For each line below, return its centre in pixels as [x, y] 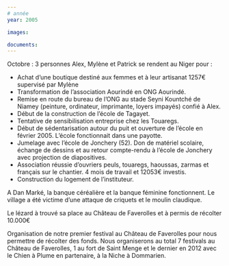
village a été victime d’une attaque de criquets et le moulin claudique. [105, 200]
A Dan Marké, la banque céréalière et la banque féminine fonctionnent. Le [111, 193]
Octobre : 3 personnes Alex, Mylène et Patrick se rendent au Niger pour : [110, 64]
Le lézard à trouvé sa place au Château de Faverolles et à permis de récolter [114, 213]
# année [18, 13]
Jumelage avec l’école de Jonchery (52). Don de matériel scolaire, [110, 143]
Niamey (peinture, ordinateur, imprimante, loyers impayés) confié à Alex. [119, 106]
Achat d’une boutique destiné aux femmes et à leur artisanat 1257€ [111, 77]
